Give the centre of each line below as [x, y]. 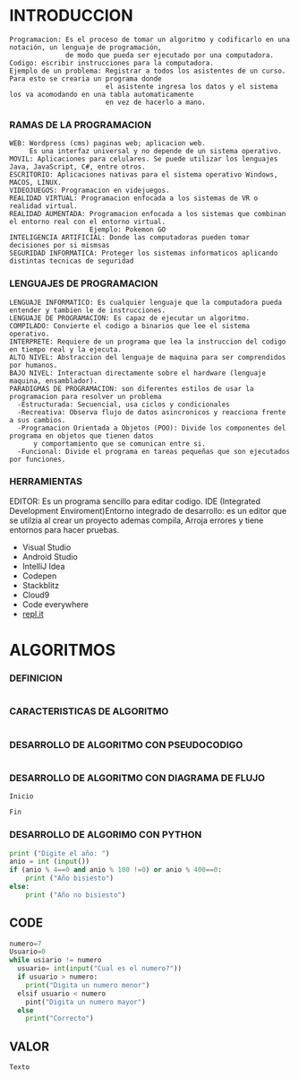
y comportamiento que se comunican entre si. [119, 444]
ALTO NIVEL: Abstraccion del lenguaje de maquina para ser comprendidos [148, 357]
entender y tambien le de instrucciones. [88, 310]
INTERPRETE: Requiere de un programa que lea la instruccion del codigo [148, 342]
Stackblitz [41, 585]
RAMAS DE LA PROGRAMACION [81, 125]
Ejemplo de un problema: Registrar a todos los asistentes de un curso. [148, 71]
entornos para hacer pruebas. [64, 529]
